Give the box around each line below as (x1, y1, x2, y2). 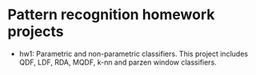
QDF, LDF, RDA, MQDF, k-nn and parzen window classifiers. (18, 57, 217, 67)
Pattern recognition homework (7, 6, 215, 24)
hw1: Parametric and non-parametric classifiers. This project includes (18, 49, 249, 58)
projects (7, 22, 65, 41)
